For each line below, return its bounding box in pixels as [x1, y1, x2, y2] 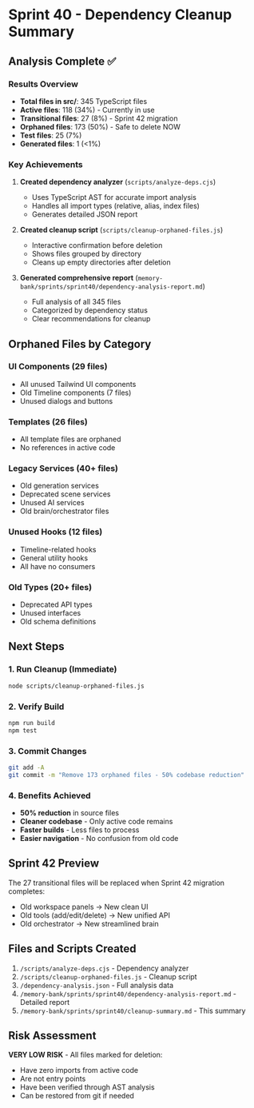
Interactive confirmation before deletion [31, 241, 163, 250]
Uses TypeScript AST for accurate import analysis [31, 193, 197, 202]
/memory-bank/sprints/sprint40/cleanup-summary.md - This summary [19, 1006, 246, 1015]
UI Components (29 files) [8, 361, 108, 373]
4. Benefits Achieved [8, 790, 91, 801]
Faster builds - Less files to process [19, 825, 140, 835]
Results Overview [8, 78, 78, 90]
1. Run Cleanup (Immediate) [8, 664, 117, 675]
